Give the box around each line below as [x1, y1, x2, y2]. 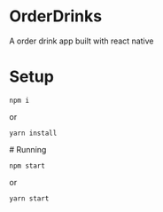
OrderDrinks [9, 6, 103, 27]
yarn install [9, 129, 58, 137]
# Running [9, 144, 47, 154]
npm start [9, 161, 46, 170]
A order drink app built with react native [9, 35, 154, 46]
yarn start [9, 193, 50, 203]
